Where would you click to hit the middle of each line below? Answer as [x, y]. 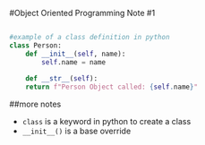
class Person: [36, 45]
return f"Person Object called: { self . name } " [112, 87]
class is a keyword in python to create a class [107, 122]
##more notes [35, 104]
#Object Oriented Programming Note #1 [82, 13]
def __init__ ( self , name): [76, 54]
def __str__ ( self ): [62, 79]
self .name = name [73, 62]
